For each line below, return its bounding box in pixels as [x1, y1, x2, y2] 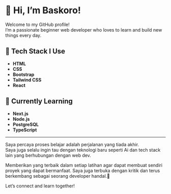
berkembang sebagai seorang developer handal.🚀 [5, 173, 110, 179]
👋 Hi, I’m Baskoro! [5, 5, 81, 16]
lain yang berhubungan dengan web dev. [5, 152, 92, 158]
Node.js [12, 116, 30, 122]
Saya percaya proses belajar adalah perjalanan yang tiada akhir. [5, 141, 139, 147]
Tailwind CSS [12, 76, 42, 83]
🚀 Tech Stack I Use [5, 47, 65, 56]
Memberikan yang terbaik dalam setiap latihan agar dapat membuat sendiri [5, 162, 163, 168]
